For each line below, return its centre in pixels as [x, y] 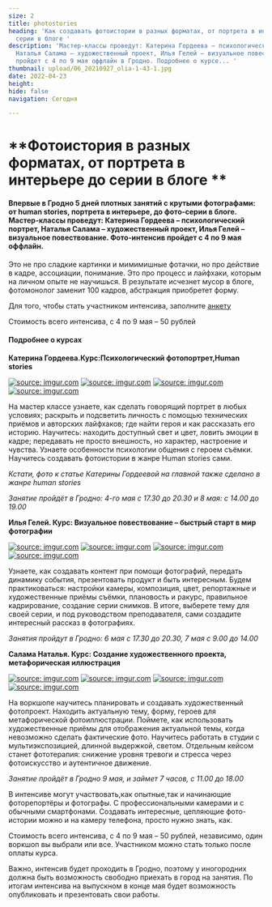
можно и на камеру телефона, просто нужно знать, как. [136, 820]
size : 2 [21, 16]
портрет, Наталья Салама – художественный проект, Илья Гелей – [127, 229]
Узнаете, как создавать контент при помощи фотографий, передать [125, 571]
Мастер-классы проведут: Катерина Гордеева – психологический [127, 220]
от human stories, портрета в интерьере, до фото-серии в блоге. [123, 212]
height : [21, 83]
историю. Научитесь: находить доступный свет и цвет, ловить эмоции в [134, 432]
